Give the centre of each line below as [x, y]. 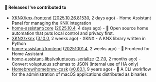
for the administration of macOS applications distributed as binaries [79, 74]
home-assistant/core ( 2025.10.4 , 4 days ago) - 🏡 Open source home [80, 28]
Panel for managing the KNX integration [51, 23]
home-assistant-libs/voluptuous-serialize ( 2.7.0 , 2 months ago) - [76, 59]
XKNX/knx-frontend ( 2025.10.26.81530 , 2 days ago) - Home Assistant [81, 18]
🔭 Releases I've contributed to [35, 7]
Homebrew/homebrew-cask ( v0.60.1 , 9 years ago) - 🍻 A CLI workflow [81, 69]
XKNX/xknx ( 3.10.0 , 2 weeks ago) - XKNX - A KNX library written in [79, 39]
